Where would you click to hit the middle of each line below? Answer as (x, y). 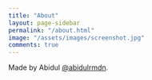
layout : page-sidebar (44, 23)
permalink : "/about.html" (51, 30)
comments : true (34, 45)
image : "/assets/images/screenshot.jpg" (77, 38)
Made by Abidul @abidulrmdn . (58, 67)
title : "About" (34, 15)
